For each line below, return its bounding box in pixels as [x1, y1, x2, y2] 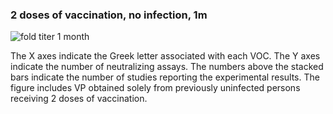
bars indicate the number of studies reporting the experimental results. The [10, 71, 320, 83]
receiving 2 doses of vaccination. [10, 93, 148, 105]
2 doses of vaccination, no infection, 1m [10, 8, 208, 22]
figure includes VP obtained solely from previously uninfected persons [10, 82, 301, 94]
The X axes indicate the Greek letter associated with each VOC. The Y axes [10, 50, 321, 62]
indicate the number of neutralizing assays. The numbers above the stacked [10, 61, 324, 73]
